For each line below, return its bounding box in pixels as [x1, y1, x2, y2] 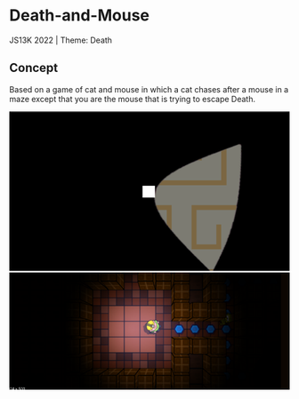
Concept [9, 60, 59, 76]
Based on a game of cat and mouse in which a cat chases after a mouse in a [9, 84, 289, 94]
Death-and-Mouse [9, 5, 149, 26]
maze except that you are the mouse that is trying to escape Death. [9, 93, 256, 104]
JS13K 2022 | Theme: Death [9, 35, 113, 45]
